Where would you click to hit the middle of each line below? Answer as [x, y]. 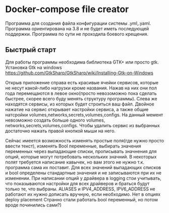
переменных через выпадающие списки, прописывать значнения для [81, 151]
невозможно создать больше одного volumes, [55, 120]
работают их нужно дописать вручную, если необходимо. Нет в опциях [83, 194]
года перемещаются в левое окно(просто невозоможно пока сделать [81, 93]
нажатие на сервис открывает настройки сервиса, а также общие [77, 109]
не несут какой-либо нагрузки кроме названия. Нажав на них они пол [81, 88]
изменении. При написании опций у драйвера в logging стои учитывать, [83, 178]
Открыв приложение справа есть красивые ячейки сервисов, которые [82, 82]
